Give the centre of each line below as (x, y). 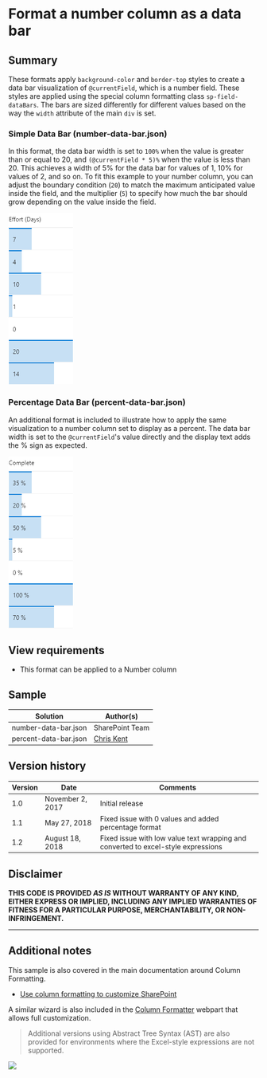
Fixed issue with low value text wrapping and (173, 838)
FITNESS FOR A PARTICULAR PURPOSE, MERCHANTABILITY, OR (117, 910)
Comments (178, 788)
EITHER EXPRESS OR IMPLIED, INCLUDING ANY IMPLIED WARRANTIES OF (133, 902)
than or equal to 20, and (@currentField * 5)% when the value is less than (129, 159)
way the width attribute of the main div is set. (82, 113)
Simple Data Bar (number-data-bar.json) (88, 134)
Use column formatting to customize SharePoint (98, 994)
